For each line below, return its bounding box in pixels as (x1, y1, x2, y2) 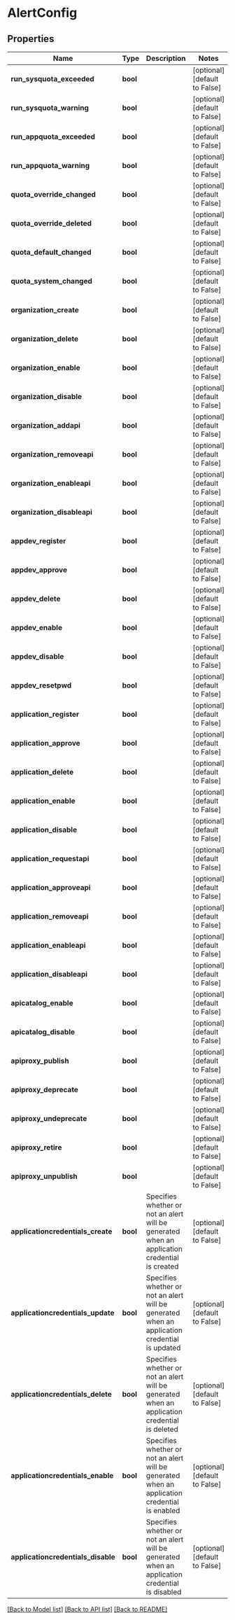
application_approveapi (10, 883, 91, 892)
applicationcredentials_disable (10, 1552, 115, 1562)
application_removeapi (10, 912, 89, 921)
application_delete (10, 767, 74, 776)
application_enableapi (10, 940, 86, 950)
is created (145, 1262, 179, 1271)
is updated (145, 1343, 181, 1353)
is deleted (145, 1425, 178, 1434)
